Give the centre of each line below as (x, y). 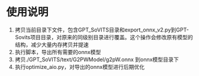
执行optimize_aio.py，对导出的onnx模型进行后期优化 (80, 66)
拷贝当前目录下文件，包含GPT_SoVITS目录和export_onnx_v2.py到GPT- (102, 30)
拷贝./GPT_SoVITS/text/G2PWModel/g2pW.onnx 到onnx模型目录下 (97, 59)
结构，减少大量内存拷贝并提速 (52, 45)
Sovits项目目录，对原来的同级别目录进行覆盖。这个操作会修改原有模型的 (104, 37)
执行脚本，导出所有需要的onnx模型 (58, 52)
